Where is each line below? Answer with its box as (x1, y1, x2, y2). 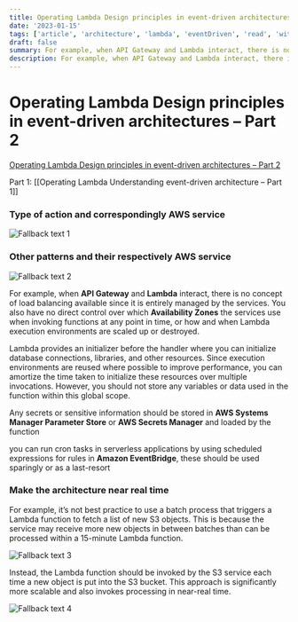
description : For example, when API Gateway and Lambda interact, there (9, 54, 284, 63)
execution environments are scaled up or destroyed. (9, 326, 200, 336)
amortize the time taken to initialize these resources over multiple (9, 371, 247, 382)
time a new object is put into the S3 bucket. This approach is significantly (9, 576, 277, 587)
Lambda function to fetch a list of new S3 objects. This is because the (9, 514, 264, 524)
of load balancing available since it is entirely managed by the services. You (9, 297, 286, 308)
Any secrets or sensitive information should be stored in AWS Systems (9, 407, 269, 418)
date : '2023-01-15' (9, 21, 82, 30)
